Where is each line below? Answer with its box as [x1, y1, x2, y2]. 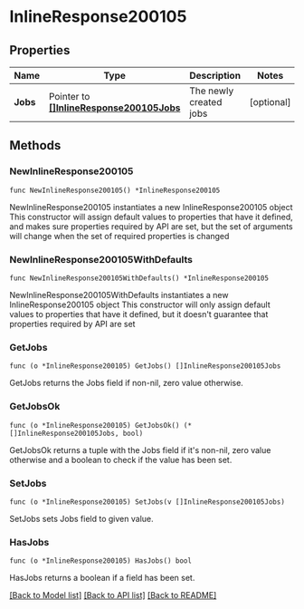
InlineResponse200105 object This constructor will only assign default [9, 299, 271, 310]
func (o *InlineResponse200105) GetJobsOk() [9, 420, 180, 430]
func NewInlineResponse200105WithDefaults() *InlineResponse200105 [9, 274, 270, 283]
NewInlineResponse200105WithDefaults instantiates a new [9, 289, 229, 300]
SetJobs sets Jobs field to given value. [9, 513, 154, 524]
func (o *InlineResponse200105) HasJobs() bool [9, 556, 193, 565]
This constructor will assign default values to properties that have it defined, [9, 211, 294, 222]
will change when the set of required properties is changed [9, 230, 230, 241]
